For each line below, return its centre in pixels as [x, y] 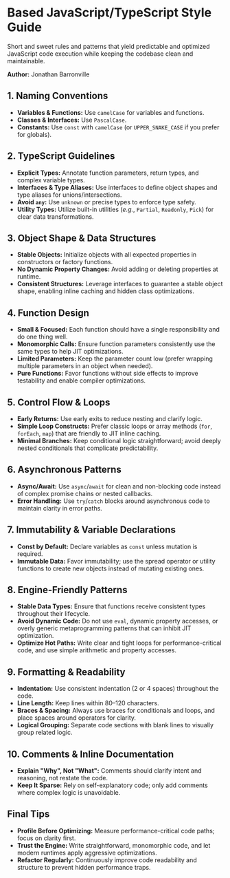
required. [30, 554]
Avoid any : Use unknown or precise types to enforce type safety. [107, 202]
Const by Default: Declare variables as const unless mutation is [107, 546]
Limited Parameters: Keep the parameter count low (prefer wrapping [115, 358]
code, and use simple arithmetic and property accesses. [97, 650]
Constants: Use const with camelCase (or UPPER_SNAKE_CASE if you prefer [118, 127]
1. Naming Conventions [58, 96]
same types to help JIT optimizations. [70, 352]
